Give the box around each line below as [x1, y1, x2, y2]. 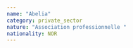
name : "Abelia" [6, 10, 51, 18]
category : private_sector [6, 17, 82, 24]
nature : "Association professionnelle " [6, 23, 127, 30]
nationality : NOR [6, 30, 58, 37]
